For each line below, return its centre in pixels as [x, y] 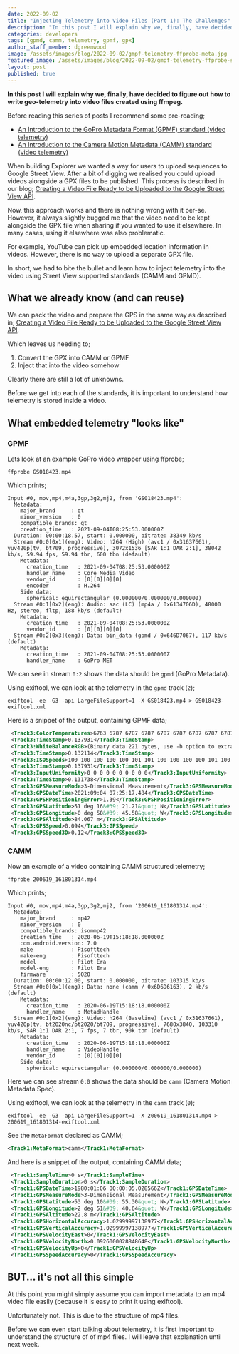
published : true [31, 73]
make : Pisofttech [65, 950]
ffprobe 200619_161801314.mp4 [52, 880]
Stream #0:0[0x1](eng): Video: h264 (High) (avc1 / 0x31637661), [113, 542]
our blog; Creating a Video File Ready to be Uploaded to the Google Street [116, 188]
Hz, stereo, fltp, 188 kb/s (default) [65, 611]
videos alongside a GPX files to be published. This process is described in [116, 181]
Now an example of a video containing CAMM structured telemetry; [106, 867]
